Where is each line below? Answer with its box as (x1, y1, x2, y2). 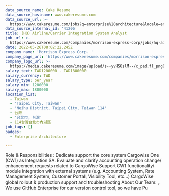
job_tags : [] (5, 124, 33, 129)
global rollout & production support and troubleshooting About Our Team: (5, 179, 157, 185)
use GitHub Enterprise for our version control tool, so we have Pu (13, 185, 148, 191)
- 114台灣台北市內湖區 (10, 119, 51, 125)
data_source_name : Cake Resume (5, 7, 71, 13)
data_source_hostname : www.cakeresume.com (5, 12, 96, 17)
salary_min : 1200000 (5, 82, 49, 87)
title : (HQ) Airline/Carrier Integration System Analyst (5, 31, 127, 36)
